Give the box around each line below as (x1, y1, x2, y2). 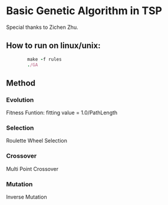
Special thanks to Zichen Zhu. (6, 24, 78, 31)
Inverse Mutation (6, 193, 47, 201)
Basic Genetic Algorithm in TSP (6, 4, 162, 18)
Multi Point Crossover (6, 165, 59, 172)
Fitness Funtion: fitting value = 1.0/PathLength (6, 109, 118, 116)
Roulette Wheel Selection (6, 137, 68, 144)
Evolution (6, 95, 34, 104)
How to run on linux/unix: (6, 41, 101, 51)
